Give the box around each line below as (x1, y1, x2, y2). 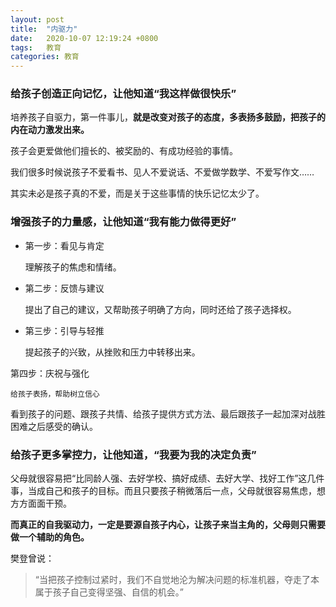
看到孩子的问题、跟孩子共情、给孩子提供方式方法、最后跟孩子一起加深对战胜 (10, 407, 326, 420)
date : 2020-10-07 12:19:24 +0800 (10, 33, 159, 43)
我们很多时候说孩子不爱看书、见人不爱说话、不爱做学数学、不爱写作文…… (10, 166, 315, 178)
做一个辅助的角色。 (10, 531, 90, 543)
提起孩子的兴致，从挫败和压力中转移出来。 (24, 346, 201, 358)
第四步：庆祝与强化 (10, 367, 90, 379)
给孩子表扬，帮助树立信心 (10, 389, 100, 399)
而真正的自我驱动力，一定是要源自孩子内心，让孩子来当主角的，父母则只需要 (10, 519, 326, 531)
